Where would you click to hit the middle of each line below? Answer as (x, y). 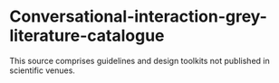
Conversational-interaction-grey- (138, 17)
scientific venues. (42, 70)
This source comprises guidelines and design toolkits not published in (139, 60)
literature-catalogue (87, 36)
